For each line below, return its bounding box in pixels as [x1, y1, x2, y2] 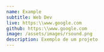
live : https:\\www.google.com [6, 20, 82, 26]
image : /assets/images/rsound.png [6, 31, 93, 37]
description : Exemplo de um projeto [6, 36, 98, 42]
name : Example [6, 8, 42, 15]
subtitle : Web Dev [6, 14, 52, 20]
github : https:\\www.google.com [6, 25, 87, 32]
